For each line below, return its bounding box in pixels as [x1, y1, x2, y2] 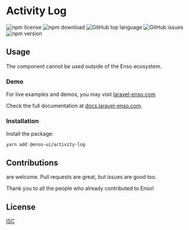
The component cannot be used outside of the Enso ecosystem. [6, 63, 162, 70]
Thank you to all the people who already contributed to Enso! [6, 185, 154, 192]
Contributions [6, 157, 58, 167]
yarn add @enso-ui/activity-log [6, 142, 85, 148]
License [6, 202, 36, 212]
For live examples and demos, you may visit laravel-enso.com [6, 91, 156, 98]
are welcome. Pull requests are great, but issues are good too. [6, 173, 157, 180]
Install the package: [6, 130, 54, 137]
